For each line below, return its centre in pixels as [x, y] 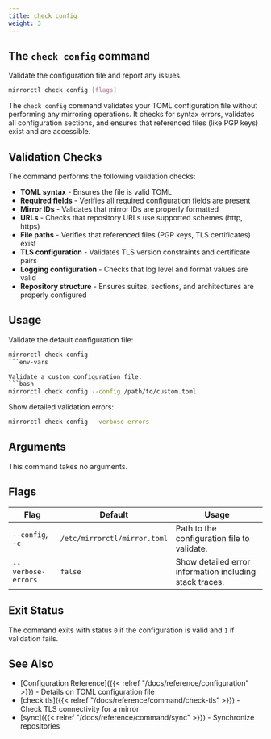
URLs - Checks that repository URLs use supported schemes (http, [131, 218]
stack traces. [200, 582]
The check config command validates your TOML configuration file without [133, 106]
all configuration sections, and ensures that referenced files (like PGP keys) [133, 123]
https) [30, 226]
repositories [40, 726]
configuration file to [213, 538]
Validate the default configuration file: [71, 339]
